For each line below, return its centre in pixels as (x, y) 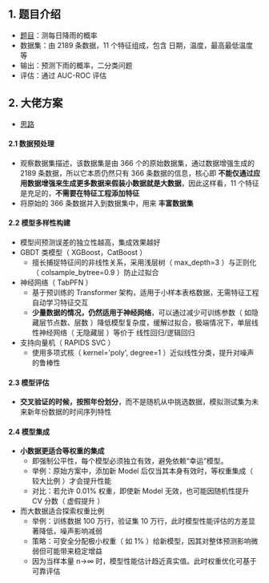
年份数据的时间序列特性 (73, 412)
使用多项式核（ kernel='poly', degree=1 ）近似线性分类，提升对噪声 (143, 353)
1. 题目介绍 (35, 14)
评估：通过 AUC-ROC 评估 (63, 75)
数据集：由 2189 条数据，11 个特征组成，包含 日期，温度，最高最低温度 (137, 45)
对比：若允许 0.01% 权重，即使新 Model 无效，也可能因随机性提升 (141, 491)
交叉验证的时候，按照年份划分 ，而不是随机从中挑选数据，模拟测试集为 (136, 402)
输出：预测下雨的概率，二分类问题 (76, 65)
